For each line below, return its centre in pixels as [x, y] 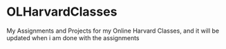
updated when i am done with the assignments [73, 37]
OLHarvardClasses [62, 12]
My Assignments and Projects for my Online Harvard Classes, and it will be [113, 31]
